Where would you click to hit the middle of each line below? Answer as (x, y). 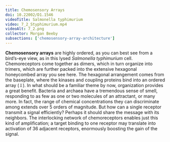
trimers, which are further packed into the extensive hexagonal (71, 69)
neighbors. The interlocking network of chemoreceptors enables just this (82, 118)
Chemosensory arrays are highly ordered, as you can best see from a (79, 53)
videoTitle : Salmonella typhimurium (44, 19)
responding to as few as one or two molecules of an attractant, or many (80, 96)
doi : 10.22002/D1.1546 (29, 15)
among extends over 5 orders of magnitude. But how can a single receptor (83, 107)
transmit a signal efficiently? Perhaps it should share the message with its (82, 112)
